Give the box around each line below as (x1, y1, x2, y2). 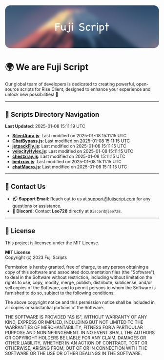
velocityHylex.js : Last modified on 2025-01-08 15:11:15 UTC (12, 148, 133, 154)
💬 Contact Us (5, 183, 46, 191)
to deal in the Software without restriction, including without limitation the (5, 274, 152, 280)
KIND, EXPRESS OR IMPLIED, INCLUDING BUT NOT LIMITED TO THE (5, 319, 143, 325)
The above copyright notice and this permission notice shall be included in (5, 299, 155, 305)
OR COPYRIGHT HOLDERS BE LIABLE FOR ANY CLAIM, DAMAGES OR (5, 335, 146, 340)
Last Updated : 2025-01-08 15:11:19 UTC (5, 123, 85, 129)
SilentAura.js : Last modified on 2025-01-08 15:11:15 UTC (12, 133, 127, 139)
